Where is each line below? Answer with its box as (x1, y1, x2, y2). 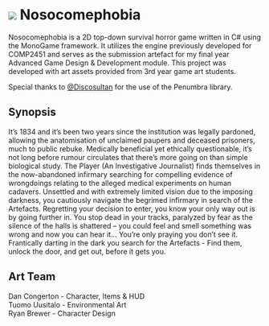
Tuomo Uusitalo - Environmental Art (8, 299, 127, 309)
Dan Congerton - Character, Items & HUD (8, 291, 145, 301)
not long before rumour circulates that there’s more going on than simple (8, 152, 249, 162)
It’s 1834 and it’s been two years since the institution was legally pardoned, (8, 126, 256, 136)
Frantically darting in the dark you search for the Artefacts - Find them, (8, 237, 243, 247)
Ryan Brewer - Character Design (8, 308, 116, 318)
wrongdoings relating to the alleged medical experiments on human (8, 178, 232, 188)
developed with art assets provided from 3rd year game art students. (8, 66, 237, 76)
